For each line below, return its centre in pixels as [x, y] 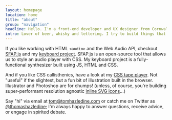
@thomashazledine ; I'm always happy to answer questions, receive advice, [84, 106]
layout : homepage [24, 10]
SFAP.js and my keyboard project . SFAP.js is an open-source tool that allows [86, 54]
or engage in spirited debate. [36, 112]
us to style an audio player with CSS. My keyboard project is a [71, 59]
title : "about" [21, 19]
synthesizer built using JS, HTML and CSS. [73, 65]
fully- [143, 59]
